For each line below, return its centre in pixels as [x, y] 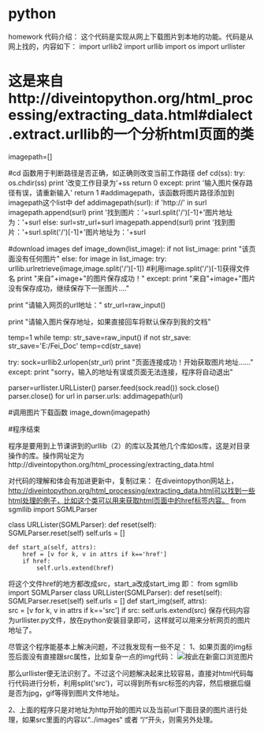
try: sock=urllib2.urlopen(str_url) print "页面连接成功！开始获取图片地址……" [131, 362]
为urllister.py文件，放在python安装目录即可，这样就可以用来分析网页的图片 [130, 620]
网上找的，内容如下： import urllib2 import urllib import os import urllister [127, 46]
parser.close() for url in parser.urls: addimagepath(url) [96, 396]
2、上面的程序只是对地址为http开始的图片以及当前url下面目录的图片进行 [125, 709]
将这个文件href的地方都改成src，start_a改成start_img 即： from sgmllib [123, 583]
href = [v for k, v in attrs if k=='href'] [95, 554]
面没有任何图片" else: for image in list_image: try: [87, 258]
